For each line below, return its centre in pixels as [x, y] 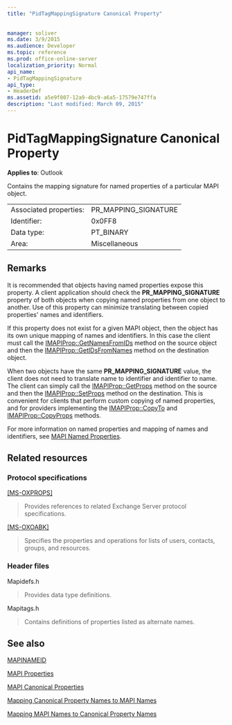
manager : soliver [32, 33]
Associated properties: [47, 209]
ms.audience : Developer [42, 46]
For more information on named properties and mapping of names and [108, 429]
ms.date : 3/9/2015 [34, 40]
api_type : [21, 85]
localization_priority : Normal [52, 65]
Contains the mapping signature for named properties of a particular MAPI [113, 186]
